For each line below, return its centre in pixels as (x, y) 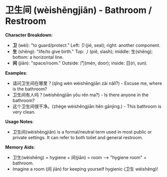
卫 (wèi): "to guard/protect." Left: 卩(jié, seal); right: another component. (86, 45)
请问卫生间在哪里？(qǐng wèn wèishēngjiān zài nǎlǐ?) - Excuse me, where (87, 83)
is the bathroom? (30, 89)
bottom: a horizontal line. (38, 57)
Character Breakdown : (29, 35)
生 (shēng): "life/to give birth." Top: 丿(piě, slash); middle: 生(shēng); (83, 51)
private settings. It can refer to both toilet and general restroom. (78, 137)
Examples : (16, 73)
